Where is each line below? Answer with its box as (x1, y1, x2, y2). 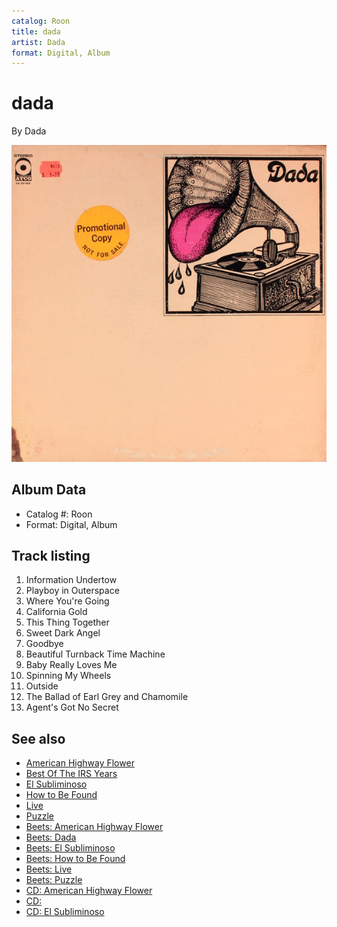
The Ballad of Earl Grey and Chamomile (25, 691, 189, 703)
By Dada (11, 125, 47, 137)
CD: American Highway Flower (25, 885, 153, 897)
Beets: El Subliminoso (25, 842, 116, 854)
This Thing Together (25, 616, 110, 629)
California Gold (25, 606, 88, 618)
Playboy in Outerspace (25, 585, 120, 597)
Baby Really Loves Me (25, 659, 118, 671)
